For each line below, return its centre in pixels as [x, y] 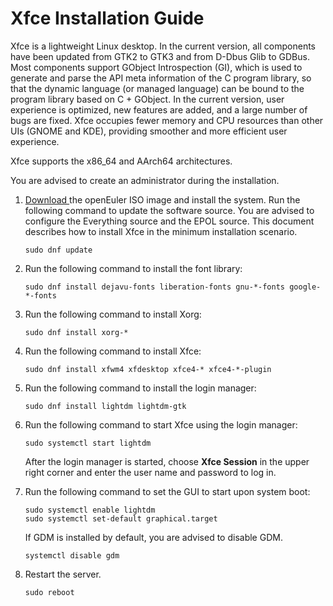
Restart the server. [63, 574]
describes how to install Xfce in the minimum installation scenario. [161, 231]
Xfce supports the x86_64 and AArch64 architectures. [121, 161]
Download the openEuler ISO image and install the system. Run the [162, 199]
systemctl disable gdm [72, 555]
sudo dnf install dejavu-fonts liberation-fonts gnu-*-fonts [155, 287]
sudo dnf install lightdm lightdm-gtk [105, 406]
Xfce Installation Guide [107, 18]
